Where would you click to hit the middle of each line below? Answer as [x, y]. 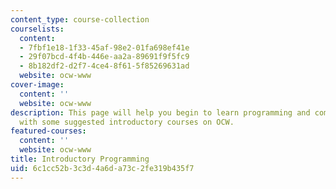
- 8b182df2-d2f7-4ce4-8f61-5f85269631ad [104, 66]
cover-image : [37, 85]
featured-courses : [48, 131]
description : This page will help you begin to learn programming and [160, 112]
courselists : [37, 29]
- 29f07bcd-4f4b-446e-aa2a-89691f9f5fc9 [104, 57]
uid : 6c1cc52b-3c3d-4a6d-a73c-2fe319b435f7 [102, 168]
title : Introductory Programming [80, 159]
